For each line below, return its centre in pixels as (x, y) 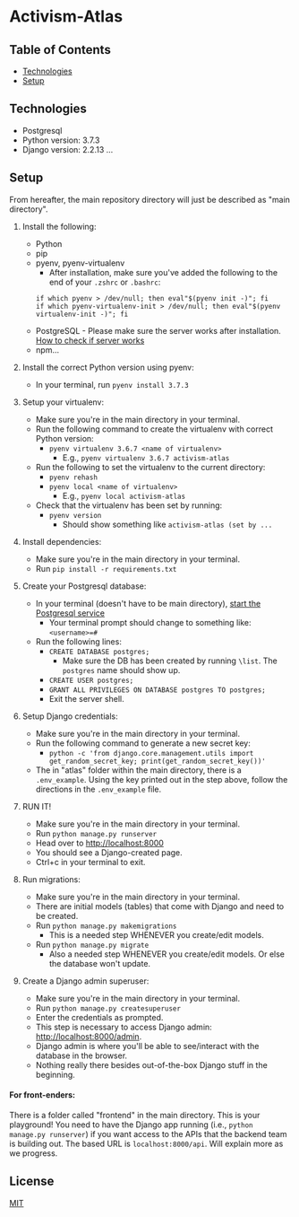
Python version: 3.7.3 (61, 140)
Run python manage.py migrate (92, 944)
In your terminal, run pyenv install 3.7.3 (112, 384)
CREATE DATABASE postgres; (99, 652)
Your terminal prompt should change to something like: (150, 622)
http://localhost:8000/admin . (89, 1036)
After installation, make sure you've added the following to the (163, 272)
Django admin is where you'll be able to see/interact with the (147, 1046)
